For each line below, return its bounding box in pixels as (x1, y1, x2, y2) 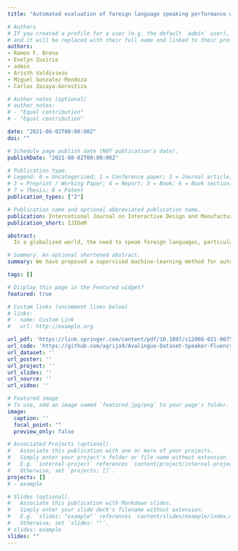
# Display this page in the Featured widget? (7, 283, 144, 291)
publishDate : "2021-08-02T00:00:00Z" (7, 154, 119, 161)
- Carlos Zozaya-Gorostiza (7, 82, 87, 89)
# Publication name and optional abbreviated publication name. (7, 206, 201, 213)
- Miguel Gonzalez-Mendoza (7, 76, 87, 83)
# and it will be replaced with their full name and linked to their (7, 36, 217, 43)
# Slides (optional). (7, 493, 72, 501)
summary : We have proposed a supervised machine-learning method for (7, 258, 217, 266)
